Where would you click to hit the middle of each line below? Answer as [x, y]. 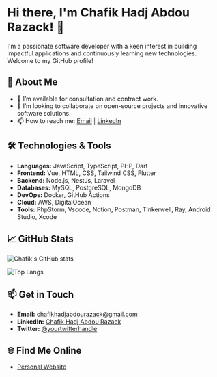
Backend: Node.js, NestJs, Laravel [66, 180]
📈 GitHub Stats [40, 238]
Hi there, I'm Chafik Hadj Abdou [98, 13]
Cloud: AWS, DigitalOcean [54, 202]
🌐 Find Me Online [44, 350]
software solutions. [44, 113]
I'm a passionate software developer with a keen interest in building [102, 46]
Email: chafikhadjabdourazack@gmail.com [77, 314]
